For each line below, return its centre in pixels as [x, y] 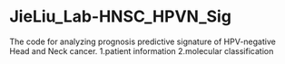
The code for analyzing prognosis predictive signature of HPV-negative [143, 41]
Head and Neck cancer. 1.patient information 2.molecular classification [142, 50]
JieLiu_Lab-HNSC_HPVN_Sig [120, 17]
